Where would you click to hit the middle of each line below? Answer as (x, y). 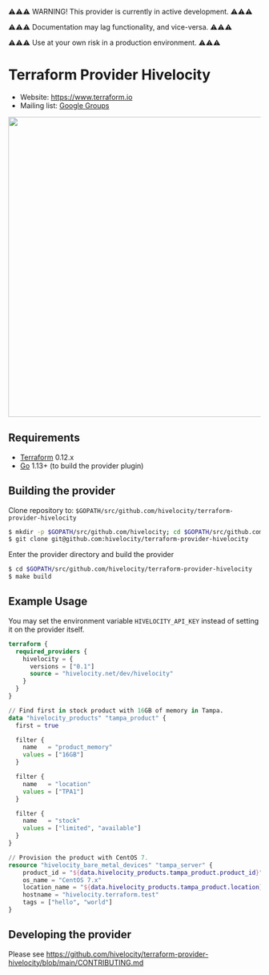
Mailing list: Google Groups (64, 105)
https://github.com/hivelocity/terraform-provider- (127, 954)
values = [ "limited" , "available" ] (82, 829)
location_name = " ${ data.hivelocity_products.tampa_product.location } (143, 888)
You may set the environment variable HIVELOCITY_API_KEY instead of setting (134, 620)
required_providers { (52, 652)
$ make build (30, 577)
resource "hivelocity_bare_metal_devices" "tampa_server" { (111, 865)
